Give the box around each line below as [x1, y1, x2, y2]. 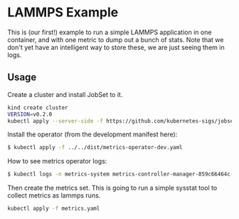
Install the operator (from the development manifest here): [7, 130, 178, 139]
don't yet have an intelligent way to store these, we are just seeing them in [7, 43, 225, 51]
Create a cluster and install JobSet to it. [7, 90, 123, 98]
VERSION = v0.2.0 [7, 111, 53, 118]
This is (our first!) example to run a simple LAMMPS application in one [7, 28, 212, 36]
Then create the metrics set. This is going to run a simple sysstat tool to [7, 183, 218, 193]
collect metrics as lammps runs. [7, 191, 101, 200]
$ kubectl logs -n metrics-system [7, 170, 110, 178]
